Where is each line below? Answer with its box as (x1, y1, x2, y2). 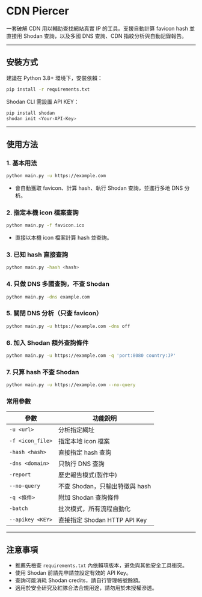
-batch (9, 505, 28, 512)
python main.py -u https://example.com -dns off (6, 323, 130, 329)
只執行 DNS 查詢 (58, 459, 105, 468)
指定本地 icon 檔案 (58, 437, 110, 446)
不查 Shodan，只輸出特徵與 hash (58, 482, 151, 491)
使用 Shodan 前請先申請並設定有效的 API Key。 (14, 569, 132, 577)
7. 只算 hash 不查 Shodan (6, 368, 79, 376)
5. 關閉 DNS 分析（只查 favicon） (6, 309, 103, 318)
